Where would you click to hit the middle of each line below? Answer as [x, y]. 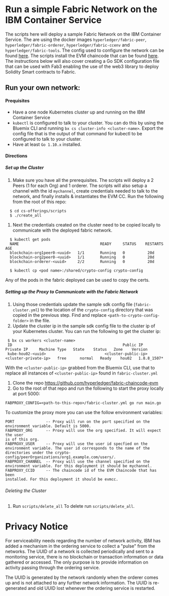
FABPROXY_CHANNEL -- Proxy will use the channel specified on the [78, 462]
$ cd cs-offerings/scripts [38, 211]
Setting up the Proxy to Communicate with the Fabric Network [72, 291]
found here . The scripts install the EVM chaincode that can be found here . [82, 55]
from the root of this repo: [39, 202]
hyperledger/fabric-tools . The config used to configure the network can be [85, 50]
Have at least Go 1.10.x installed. [47, 144]
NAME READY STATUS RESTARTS [87, 244]
